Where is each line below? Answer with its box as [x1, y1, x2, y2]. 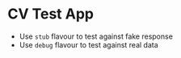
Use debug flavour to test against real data [19, 39, 158, 49]
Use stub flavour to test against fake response [19, 31, 173, 41]
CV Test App [7, 5, 95, 23]
